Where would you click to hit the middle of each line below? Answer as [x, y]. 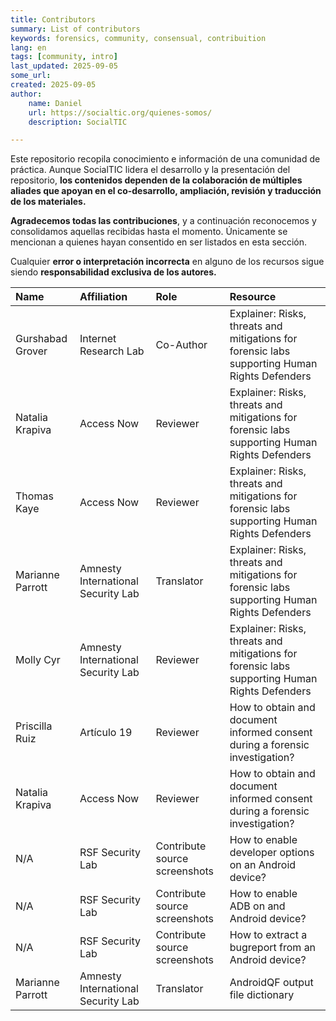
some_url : [31, 76]
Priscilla [34, 726]
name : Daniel [55, 103]
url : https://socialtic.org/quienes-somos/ [120, 112]
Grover [31, 351]
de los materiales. [48, 202]
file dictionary [262, 995]
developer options [272, 853]
